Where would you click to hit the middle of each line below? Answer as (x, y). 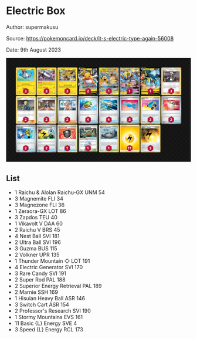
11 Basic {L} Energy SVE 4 (46, 323)
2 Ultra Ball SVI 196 (38, 242)
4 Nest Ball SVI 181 (37, 236)
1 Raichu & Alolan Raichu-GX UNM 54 (60, 192)
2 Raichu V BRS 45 (37, 230)
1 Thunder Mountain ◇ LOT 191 (52, 261)
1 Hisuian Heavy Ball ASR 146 (50, 299)
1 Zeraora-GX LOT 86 (40, 211)
